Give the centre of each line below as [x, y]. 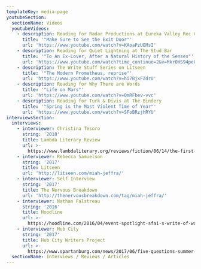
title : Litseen [41, 168]
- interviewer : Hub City [48, 229]
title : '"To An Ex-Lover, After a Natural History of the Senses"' [108, 56]
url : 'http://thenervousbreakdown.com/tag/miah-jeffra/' [95, 195]
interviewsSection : [31, 117]
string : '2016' [41, 207]
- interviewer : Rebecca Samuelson [60, 156]
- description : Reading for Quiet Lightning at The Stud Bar [95, 51]
